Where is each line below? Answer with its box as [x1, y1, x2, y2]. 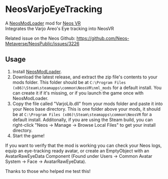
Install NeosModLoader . [12, 68, 62, 74]
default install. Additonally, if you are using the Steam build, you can [12, 117, 153, 123]
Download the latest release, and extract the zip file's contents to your [12, 74, 158, 80]
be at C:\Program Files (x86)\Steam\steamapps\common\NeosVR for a [12, 111, 152, 117]
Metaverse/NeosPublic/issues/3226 [5, 40, 80, 46]
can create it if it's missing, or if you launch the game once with [12, 89, 144, 96]
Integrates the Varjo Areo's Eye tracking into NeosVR [5, 25, 114, 31]
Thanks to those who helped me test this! [5, 168, 91, 174]
